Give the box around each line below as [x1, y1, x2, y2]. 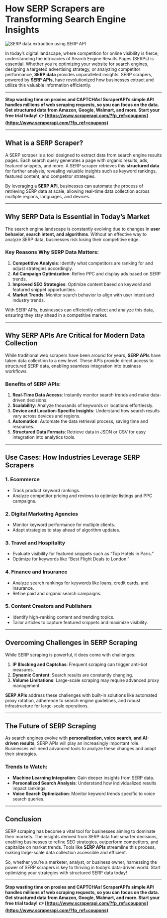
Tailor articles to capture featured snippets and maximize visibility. [12, 619, 148, 625]
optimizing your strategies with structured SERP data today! [5, 870, 128, 876]
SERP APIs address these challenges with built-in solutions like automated [5, 692, 158, 698]
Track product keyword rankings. [12, 487, 81, 493]
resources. [12, 423, 35, 429]
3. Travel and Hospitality [5, 539, 66, 546]
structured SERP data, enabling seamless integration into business [5, 363, 141, 369]
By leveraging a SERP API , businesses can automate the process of [5, 183, 144, 189]
